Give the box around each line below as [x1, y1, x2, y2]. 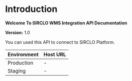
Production [7, 59, 34, 66]
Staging [7, 67, 26, 74]
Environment [7, 51, 39, 58]
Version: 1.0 [5, 29, 30, 35]
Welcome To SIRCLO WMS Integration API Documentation [5, 20, 128, 26]
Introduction [5, 3, 58, 15]
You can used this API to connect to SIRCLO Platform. [5, 39, 116, 45]
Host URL [43, 51, 66, 58]
